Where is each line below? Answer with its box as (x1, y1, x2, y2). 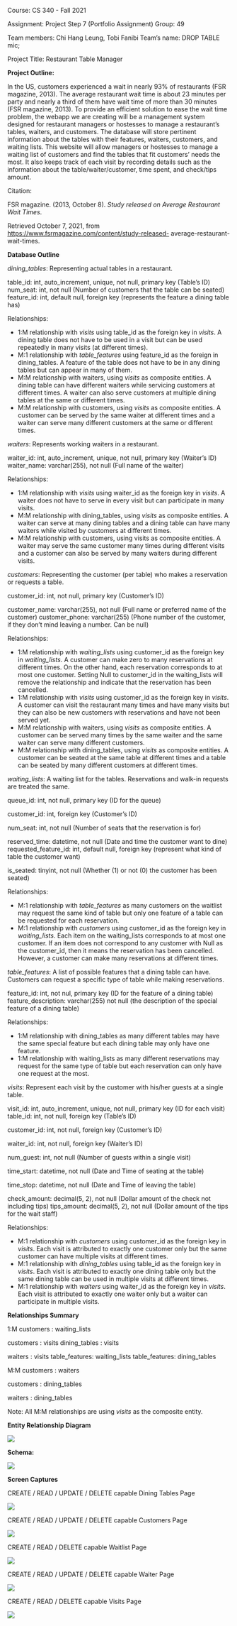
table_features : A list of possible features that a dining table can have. (7, 968, 211, 976)
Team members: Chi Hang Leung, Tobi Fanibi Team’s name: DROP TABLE (7, 33, 221, 42)
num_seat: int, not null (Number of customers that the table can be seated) (7, 285, 225, 294)
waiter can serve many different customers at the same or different (17, 419, 214, 427)
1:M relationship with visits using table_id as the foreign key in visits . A (17, 328, 222, 336)
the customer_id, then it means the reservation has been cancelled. (17, 947, 214, 955)
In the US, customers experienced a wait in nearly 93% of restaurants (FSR (7, 82, 226, 91)
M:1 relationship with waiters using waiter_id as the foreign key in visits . (17, 1282, 226, 1290)
